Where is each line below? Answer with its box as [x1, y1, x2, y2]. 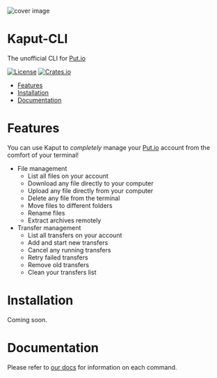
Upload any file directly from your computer [27, 186, 154, 195]
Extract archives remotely [27, 216, 102, 225]
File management [17, 164, 67, 172]
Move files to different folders [27, 201, 113, 209]
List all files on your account [27, 172, 109, 180]
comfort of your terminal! [7, 151, 79, 159]
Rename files [27, 209, 65, 217]
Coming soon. [7, 315, 47, 324]
